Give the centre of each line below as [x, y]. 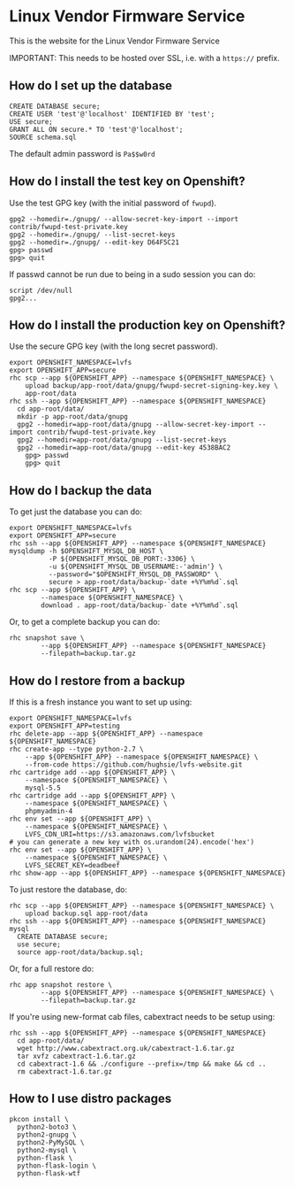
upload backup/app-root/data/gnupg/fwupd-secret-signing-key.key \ [151, 386]
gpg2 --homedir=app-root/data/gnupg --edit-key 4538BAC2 [124, 448]
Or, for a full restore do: [52, 968]
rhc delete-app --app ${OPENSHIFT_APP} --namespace [106, 734]
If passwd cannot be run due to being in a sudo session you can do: [132, 274]
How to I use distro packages [90, 1099]
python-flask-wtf [49, 1173]
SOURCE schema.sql [43, 137]
